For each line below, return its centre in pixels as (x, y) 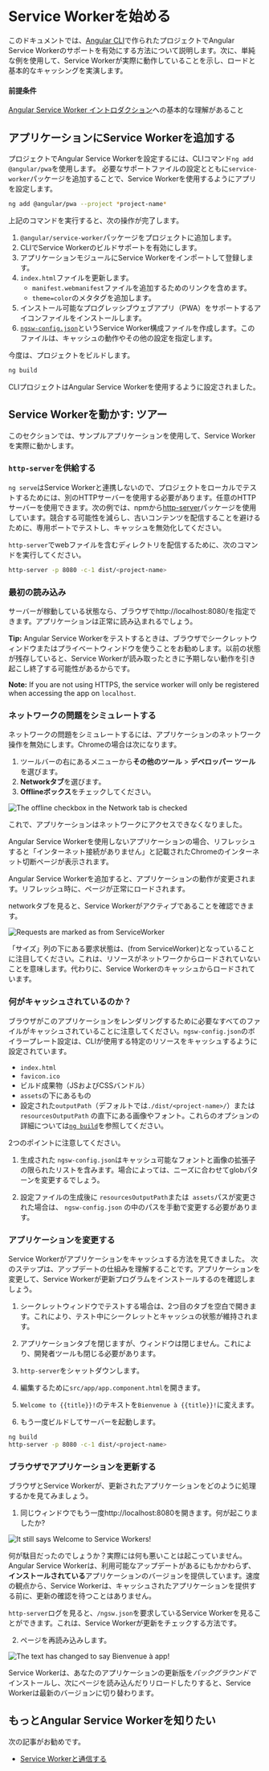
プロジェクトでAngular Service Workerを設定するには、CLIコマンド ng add (131, 159)
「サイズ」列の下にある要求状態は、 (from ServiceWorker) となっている (124, 949)
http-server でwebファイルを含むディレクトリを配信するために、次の (123, 545)
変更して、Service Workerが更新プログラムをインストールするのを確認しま (132, 1279)
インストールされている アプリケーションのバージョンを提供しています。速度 (134, 1575)
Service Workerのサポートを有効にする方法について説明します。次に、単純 (132, 50)
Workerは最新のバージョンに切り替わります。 (84, 1693)
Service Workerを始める (90, 16)
